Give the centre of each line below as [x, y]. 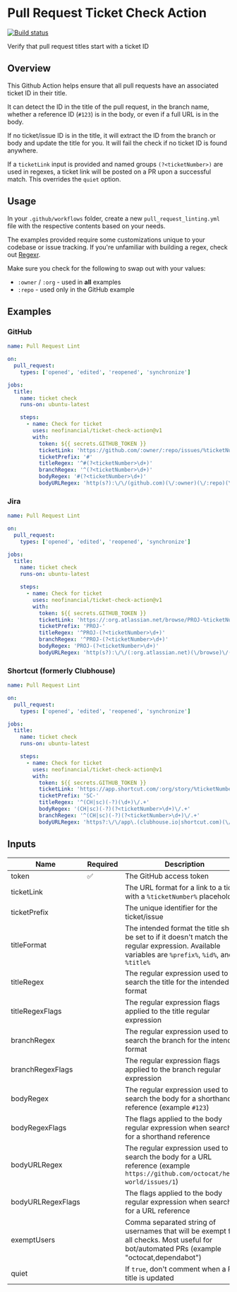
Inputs [22, 844]
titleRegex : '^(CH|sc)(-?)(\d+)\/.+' [94, 802]
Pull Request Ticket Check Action [107, 13]
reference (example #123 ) [167, 1107]
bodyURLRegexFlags [45, 1202]
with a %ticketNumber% [161, 896]
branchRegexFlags [42, 1069]
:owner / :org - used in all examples [69, 282]
